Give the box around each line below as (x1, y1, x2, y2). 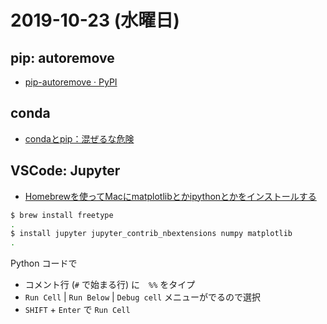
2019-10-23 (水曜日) (10, 9, 180, 32)
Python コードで (10, 257, 78, 270)
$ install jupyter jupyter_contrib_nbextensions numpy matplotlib (10, 229, 293, 239)
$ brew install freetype (10, 210, 114, 220)
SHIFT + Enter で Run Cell (24, 304, 131, 316)
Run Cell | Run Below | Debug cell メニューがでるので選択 (24, 291, 262, 303)
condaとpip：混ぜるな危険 (24, 132, 135, 145)
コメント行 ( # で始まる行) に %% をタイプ (24, 279, 196, 291)
